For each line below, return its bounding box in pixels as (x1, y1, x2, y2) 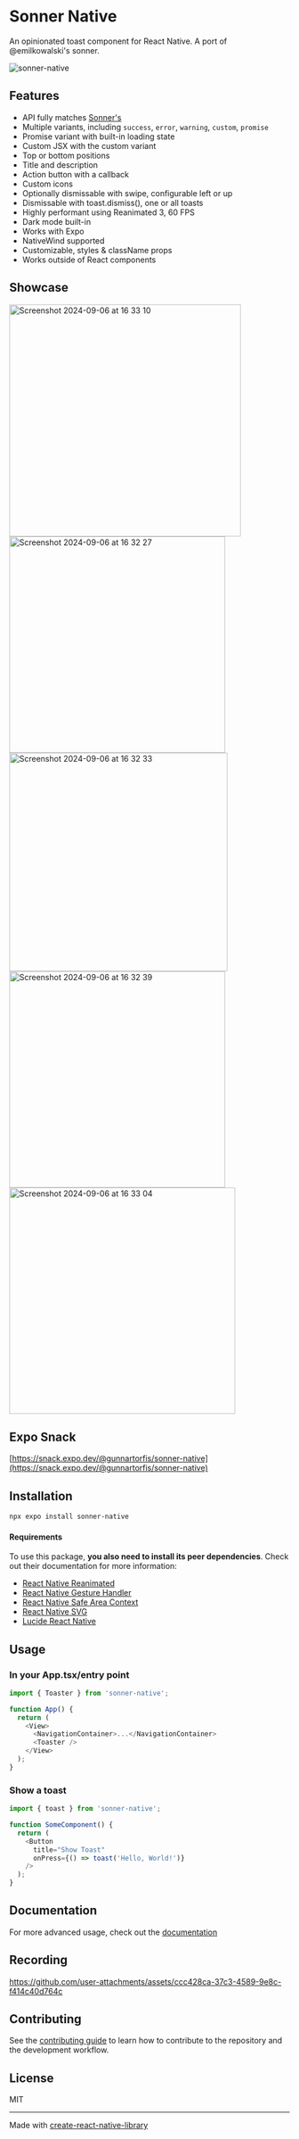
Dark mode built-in (21, 216, 92, 227)
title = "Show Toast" (32, 1845, 105, 1854)
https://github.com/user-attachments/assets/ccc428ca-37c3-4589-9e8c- (9, 1976, 282, 1986)
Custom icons (21, 178, 74, 189)
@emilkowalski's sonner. (9, 45, 100, 55)
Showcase (9, 280, 69, 295)
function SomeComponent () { (9, 1821, 114, 1829)
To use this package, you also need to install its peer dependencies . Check (9, 1551, 289, 1562)
